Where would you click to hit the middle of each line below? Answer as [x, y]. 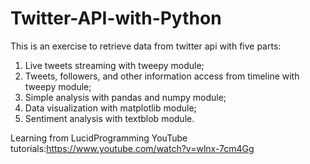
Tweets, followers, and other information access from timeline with [162, 76]
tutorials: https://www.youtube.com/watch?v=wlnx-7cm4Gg [132, 148]
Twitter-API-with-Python [116, 18]
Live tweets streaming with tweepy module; [114, 65]
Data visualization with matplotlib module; [110, 108]
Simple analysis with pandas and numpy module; [125, 97]
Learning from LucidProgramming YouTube [99, 138]
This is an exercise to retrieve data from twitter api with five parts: [146, 46]
